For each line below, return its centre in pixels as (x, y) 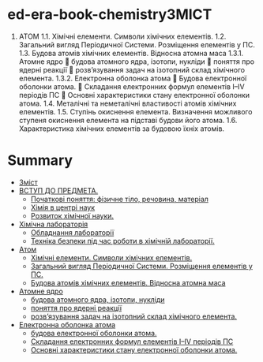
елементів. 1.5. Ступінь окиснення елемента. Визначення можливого (135, 111)
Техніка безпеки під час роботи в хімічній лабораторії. (122, 241)
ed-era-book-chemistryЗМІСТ (110, 15)
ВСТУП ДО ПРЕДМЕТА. (58, 190)
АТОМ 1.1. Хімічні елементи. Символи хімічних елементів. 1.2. (122, 36)
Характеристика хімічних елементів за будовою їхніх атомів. (122, 129)
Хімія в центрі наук (63, 207)
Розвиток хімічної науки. (72, 215)
